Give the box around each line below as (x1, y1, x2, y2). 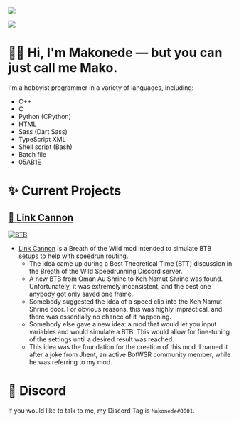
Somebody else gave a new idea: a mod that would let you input (28, 319, 217, 328)
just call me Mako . (8, 60, 118, 76)
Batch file (18, 150, 47, 158)
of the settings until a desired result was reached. (28, 335, 175, 344)
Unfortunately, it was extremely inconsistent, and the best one (28, 282, 211, 290)
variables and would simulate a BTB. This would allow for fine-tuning (28, 327, 230, 336)
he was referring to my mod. (28, 357, 112, 366)
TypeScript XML (18, 135, 66, 143)
